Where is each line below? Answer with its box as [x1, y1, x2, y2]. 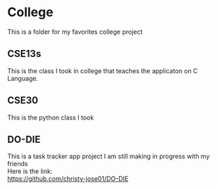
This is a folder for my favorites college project [7, 27, 143, 36]
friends [7, 160, 28, 168]
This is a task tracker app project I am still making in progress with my [7, 152, 210, 160]
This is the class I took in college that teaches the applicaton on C [7, 66, 199, 75]
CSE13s [7, 48, 42, 60]
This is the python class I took [7, 113, 94, 122]
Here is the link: [7, 167, 53, 176]
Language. [7, 74, 39, 82]
